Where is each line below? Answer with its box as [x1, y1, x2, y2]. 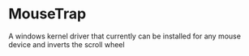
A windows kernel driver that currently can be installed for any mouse [8, 31, 242, 41]
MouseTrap [8, 5, 87, 23]
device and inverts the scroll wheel [8, 39, 125, 49]
